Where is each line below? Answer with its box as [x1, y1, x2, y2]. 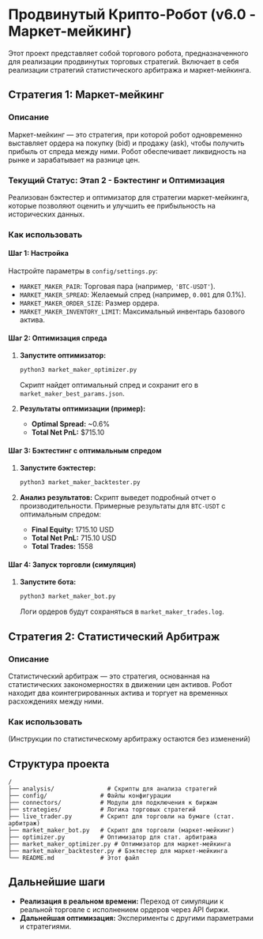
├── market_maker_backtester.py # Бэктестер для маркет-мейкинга [8, 847, 227, 855]
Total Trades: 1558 [31, 542, 93, 551]
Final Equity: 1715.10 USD [31, 525, 115, 535]
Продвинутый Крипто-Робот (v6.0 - [8, 6, 257, 24]
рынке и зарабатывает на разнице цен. [8, 155, 141, 164]
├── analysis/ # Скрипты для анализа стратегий [8, 785, 217, 793]
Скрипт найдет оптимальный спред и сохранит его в [19, 381, 199, 390]
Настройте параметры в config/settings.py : [8, 266, 158, 276]
